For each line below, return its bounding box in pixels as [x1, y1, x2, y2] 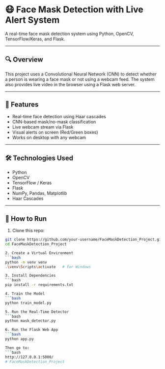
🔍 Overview [5, 56, 43, 64]
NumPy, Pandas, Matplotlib [12, 190, 67, 196]
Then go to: [5, 345, 29, 350]
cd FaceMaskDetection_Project [5, 242, 67, 247]
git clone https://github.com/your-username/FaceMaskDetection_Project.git [5, 237, 164, 242]
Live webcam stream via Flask [12, 124, 74, 130]
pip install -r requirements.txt [5, 282, 74, 287]
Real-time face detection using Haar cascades [12, 113, 107, 119]
